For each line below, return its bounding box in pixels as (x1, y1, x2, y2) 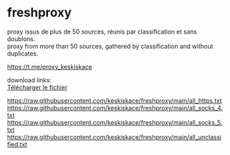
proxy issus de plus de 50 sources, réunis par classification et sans (7, 27, 197, 36)
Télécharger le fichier (7, 83, 67, 91)
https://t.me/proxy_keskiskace (7, 62, 93, 71)
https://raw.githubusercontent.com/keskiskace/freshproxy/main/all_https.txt (7, 96, 222, 104)
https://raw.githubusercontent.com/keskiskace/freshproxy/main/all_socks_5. (7, 118, 223, 126)
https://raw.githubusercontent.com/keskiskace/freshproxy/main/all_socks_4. (7, 104, 223, 112)
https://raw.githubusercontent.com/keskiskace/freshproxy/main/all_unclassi (7, 132, 222, 141)
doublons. (7, 34, 36, 43)
